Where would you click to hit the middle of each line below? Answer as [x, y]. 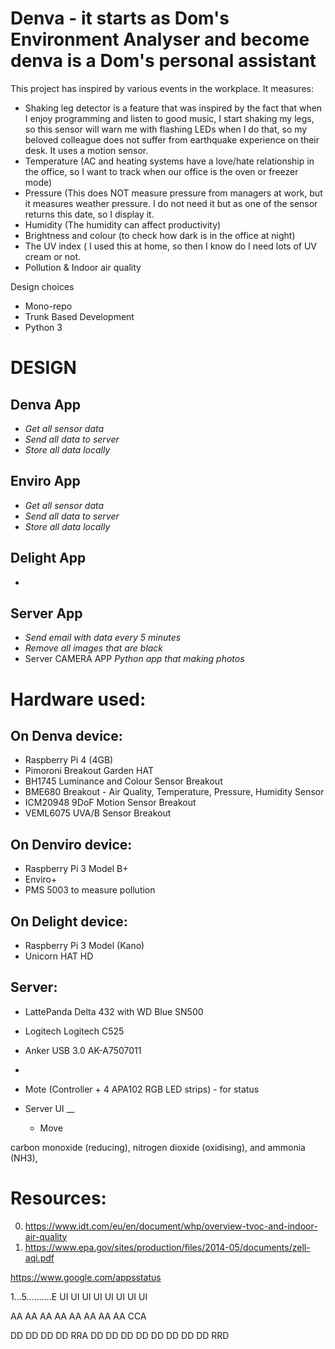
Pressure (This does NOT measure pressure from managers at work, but [173, 193]
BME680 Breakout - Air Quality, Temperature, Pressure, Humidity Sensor [174, 792]
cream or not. [53, 256]
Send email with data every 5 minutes [103, 638]
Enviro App [45, 481]
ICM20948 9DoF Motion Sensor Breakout [110, 803]
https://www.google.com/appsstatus [86, 1277]
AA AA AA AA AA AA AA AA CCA [78, 1316]
